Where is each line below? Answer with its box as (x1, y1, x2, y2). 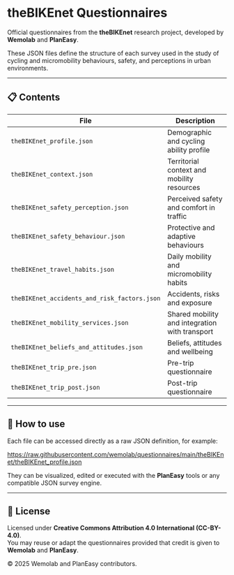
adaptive (166, 231, 196, 241)
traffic (166, 211, 187, 221)
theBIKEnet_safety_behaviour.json (10, 232, 125, 240)
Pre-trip (166, 358, 194, 367)
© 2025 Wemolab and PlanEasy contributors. (7, 560, 137, 568)
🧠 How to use (7, 418, 65, 430)
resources (166, 182, 201, 192)
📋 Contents (7, 92, 61, 103)
